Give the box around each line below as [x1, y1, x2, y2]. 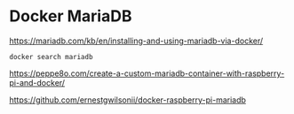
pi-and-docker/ [9, 77, 65, 87]
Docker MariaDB [9, 6, 132, 27]
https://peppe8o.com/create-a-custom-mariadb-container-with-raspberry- [9, 68, 285, 79]
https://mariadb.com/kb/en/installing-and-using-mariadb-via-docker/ [9, 35, 264, 46]
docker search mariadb [9, 52, 93, 61]
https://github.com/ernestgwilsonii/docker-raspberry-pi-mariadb [9, 95, 247, 105]
